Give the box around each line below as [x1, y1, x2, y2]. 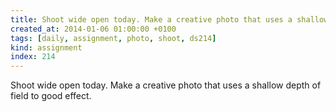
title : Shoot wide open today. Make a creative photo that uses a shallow [10, 14, 329, 25]
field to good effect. [10, 90, 92, 102]
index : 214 [10, 52, 56, 62]
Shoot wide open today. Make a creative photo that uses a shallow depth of [10, 79, 322, 91]
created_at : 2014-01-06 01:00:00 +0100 [10, 24, 177, 34]
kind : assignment [10, 42, 83, 53]
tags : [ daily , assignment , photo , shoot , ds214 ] [10, 33, 217, 43]
